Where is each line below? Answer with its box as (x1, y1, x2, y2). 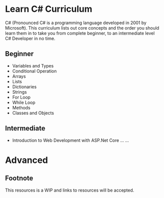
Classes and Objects (12, 110, 54, 116)
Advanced (5, 154, 48, 165)
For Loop (12, 94, 31, 100)
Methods (12, 104, 30, 110)
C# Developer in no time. (5, 35, 55, 41)
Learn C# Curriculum (5, 3, 92, 15)
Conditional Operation (12, 68, 57, 74)
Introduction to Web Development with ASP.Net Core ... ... (12, 137, 129, 143)
